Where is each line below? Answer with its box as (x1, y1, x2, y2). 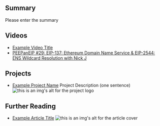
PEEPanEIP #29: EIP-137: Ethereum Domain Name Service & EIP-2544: (12, 49, 155, 56)
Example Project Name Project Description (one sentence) (12, 83, 130, 88)
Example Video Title (12, 44, 53, 50)
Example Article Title (12, 115, 55, 121)
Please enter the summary (5, 17, 59, 23)
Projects (5, 69, 32, 78)
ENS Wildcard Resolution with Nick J (12, 55, 87, 61)
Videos (5, 32, 28, 40)
